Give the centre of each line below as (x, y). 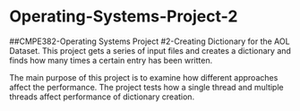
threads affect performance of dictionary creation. (102, 97)
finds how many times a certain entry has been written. (111, 60)
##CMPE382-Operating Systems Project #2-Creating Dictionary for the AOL (150, 41)
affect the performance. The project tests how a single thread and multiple (146, 87)
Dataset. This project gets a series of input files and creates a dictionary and (150, 50)
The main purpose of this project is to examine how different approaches (144, 77)
